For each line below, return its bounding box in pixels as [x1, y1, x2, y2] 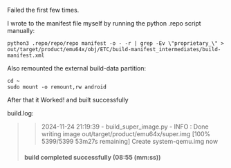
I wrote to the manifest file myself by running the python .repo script [7, 19, 202, 27]
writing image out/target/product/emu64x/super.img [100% [41, 130, 211, 138]
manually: [7, 27, 35, 35]
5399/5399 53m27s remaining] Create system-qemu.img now [41, 138, 219, 145]
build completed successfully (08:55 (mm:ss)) [24, 153, 161, 161]
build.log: [7, 109, 34, 117]
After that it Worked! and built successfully [7, 96, 129, 104]
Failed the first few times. [7, 6, 80, 14]
